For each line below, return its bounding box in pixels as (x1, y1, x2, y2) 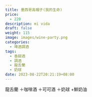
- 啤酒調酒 (9, 44, 29, 49)
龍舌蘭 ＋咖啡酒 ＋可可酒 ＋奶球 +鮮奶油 (5, 86, 88, 92)
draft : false (5, 26, 32, 31)
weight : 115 (5, 30, 30, 35)
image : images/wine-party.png (5, 35, 68, 40)
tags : (5, 49, 16, 54)
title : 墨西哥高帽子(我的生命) (5, 7, 63, 12)
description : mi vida (5, 21, 50, 26)
